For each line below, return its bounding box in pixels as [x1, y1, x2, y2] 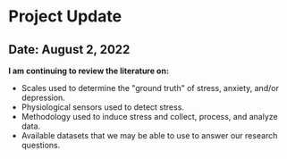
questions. [21, 140, 61, 150]
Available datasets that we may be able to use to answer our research [21, 130, 278, 140]
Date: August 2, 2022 [8, 42, 131, 57]
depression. [21, 92, 66, 103]
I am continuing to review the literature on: [8, 65, 169, 76]
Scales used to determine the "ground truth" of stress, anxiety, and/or [21, 83, 279, 93]
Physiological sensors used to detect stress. [21, 102, 185, 113]
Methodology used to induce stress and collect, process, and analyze [21, 112, 278, 121]
